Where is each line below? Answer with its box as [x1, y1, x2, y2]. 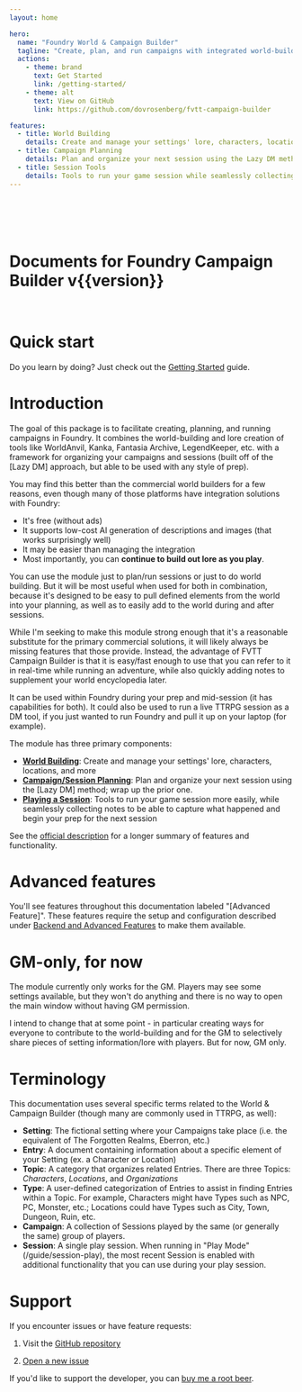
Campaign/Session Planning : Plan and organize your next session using [22, 774, 292, 785]
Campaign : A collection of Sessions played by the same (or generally [22, 1221, 280, 1232]
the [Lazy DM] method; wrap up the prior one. [22, 784, 193, 795]
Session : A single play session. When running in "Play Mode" [22, 1240, 250, 1252]
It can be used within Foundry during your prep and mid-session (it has [9, 691, 272, 702]
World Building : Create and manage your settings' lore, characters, [22, 755, 272, 766]
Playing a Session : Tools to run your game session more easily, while [22, 793, 280, 804]
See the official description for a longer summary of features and [9, 830, 250, 841]
